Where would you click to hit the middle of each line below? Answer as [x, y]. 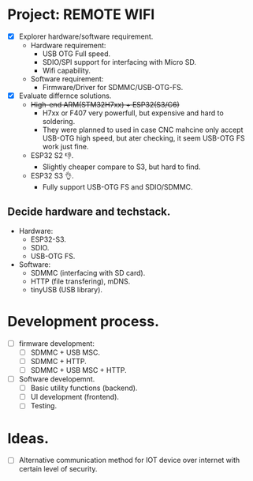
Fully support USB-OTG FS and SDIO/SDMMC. [118, 187]
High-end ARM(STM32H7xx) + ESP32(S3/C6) [105, 105]
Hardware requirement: [68, 45]
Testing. [43, 406]
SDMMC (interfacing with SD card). [88, 272]
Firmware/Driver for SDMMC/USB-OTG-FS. [113, 87]
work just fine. [65, 147]
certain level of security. [58, 469]
